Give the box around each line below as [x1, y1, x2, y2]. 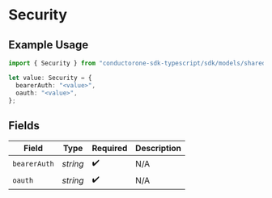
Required [91, 143, 128, 154]
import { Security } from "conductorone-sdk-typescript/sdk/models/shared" [8, 59, 270, 67]
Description [134, 143, 182, 154]
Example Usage [8, 38, 89, 52]
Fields [8, 119, 40, 133]
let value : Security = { [8, 74, 92, 82]
